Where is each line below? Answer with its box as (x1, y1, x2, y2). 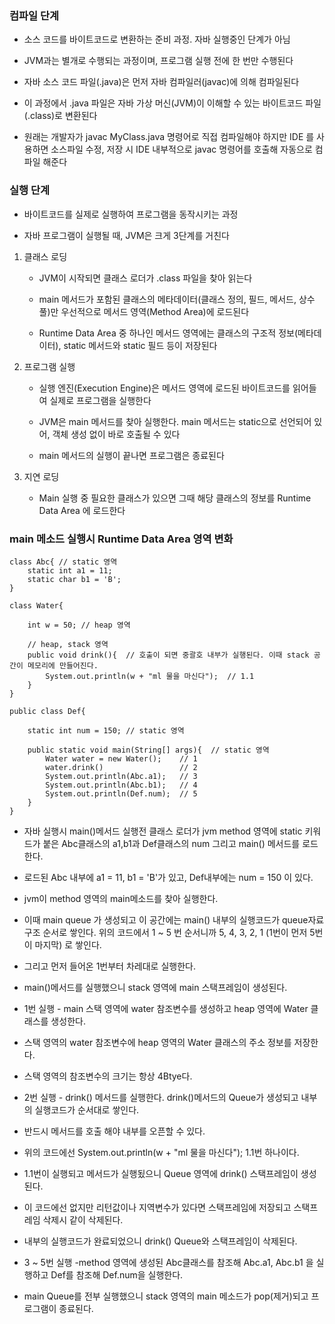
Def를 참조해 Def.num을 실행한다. (50, 1268, 184, 1281)
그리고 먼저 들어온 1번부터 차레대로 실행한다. (23, 960, 196, 972)
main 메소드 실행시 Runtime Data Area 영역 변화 (9, 532, 234, 546)
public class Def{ (9, 706, 86, 716)
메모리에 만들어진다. (27, 660, 99, 671)
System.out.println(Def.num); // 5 (45, 788, 198, 799)
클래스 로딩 (23, 250, 68, 262)
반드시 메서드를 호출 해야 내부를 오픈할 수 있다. (23, 1125, 206, 1137)
